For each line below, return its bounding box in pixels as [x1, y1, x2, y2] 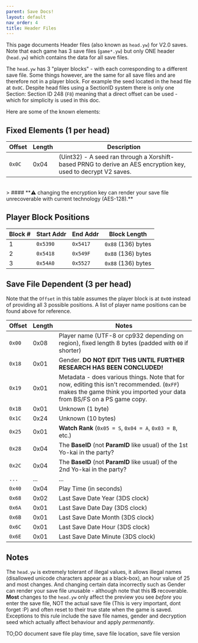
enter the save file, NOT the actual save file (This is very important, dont [6, 599, 181, 606]
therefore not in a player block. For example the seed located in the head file [6, 78, 192, 85]
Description [107, 143, 141, 151]
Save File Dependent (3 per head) [6, 279, 131, 290]
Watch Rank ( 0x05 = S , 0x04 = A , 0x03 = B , [58, 424, 178, 432]
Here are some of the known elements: [6, 108, 101, 115]
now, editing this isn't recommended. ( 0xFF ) [58, 380, 180, 388]
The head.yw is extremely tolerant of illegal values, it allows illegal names [6, 568, 181, 575]
